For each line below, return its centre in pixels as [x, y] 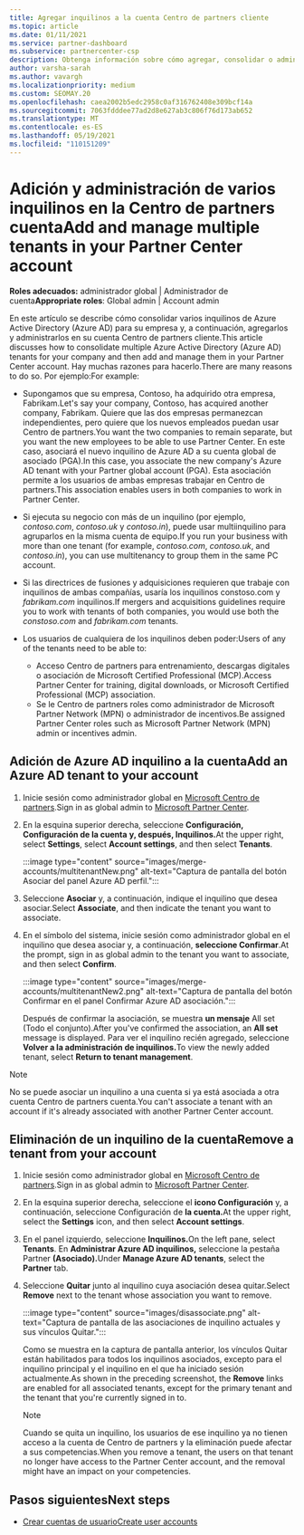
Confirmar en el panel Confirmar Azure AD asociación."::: [129, 1001]
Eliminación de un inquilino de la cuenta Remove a [152, 1139]
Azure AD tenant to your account [104, 776]
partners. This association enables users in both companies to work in [152, 489]
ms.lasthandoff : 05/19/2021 [62, 136]
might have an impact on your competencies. [107, 1472]
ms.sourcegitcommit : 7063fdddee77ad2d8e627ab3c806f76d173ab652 [131, 110]
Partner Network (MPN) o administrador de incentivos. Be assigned [160, 714]
